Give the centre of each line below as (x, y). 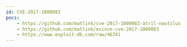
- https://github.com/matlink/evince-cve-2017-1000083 (88, 29)
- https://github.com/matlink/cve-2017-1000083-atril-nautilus (99, 23)
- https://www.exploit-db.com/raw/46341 (69, 35)
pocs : (13, 18)
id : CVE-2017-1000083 (33, 12)
